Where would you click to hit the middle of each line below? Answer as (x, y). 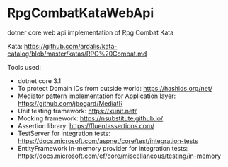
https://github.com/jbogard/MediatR (70, 103)
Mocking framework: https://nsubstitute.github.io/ (90, 118)
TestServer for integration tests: (64, 133)
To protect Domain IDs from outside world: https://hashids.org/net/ (115, 88)
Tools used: (24, 67)
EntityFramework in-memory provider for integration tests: (103, 148)
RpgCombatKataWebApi (81, 13)
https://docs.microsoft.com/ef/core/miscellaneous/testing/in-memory (119, 156)
